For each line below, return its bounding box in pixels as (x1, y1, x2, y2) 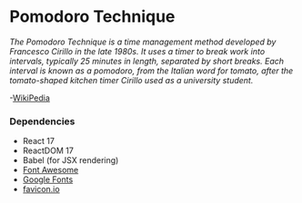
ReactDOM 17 (22, 145, 75, 156)
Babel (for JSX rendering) (22, 155, 119, 166)
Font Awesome (22, 165, 79, 176)
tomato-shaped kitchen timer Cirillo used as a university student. (9, 74, 254, 85)
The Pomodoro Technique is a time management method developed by (9, 36, 277, 47)
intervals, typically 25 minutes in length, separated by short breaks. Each (9, 55, 285, 66)
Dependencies (9, 115, 75, 128)
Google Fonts (22, 174, 74, 185)
